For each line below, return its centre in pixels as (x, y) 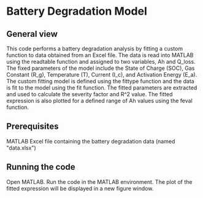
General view (32, 34)
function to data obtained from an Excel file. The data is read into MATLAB (100, 55)
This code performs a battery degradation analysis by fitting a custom (94, 48)
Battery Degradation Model (77, 11)
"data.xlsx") (21, 148)
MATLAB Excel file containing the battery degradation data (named (91, 141)
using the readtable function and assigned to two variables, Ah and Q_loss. (101, 62)
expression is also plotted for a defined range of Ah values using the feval (100, 101)
